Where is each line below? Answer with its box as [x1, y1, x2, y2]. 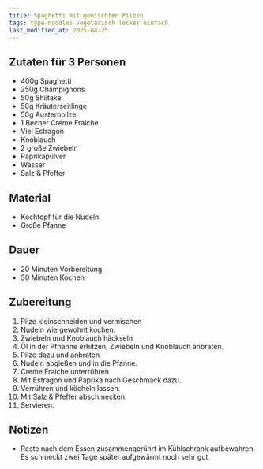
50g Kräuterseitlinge [20, 102, 88, 111]
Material [9, 191, 51, 205]
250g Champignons [20, 84, 85, 95]
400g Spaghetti [20, 76, 72, 86]
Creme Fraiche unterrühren [20, 367, 110, 376]
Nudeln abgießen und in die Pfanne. [20, 358, 137, 367]
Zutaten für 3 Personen [9, 55, 126, 69]
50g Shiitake [20, 93, 62, 102]
